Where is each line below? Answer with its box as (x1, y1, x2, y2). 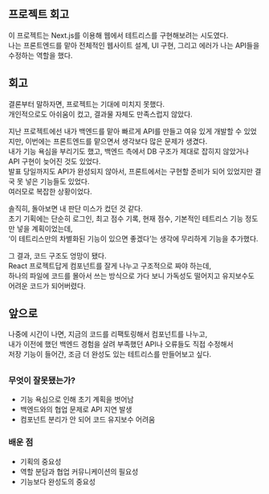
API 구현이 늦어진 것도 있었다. (8, 156, 101, 166)
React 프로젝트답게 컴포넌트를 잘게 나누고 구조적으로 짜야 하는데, (8, 260, 212, 271)
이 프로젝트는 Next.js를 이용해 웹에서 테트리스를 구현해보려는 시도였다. (8, 31, 229, 40)
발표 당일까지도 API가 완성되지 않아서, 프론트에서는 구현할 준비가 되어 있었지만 (8, 166, 253, 176)
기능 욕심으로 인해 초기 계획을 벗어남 (19, 394, 134, 404)
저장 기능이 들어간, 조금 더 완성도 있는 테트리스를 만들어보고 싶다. (8, 349, 212, 359)
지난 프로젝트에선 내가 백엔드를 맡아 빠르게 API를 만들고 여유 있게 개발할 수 (8, 126, 243, 136)
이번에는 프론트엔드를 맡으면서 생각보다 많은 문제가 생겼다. (25, 136, 208, 146)
